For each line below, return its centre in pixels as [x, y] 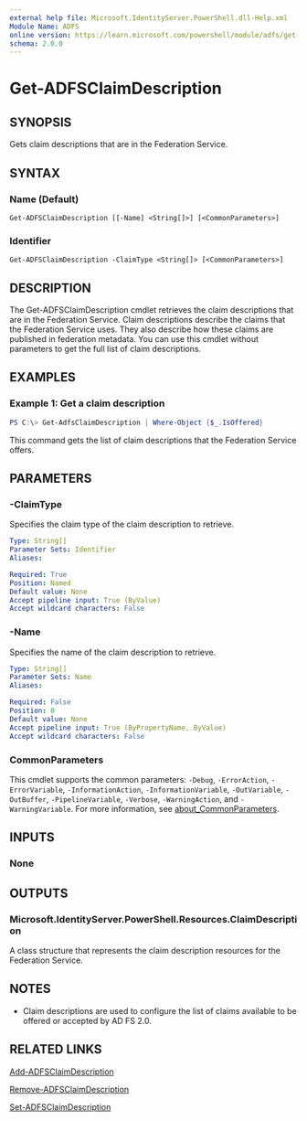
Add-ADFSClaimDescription [62, 1072]
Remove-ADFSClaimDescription [69, 1089]
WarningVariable [40, 809]
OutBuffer [28, 800]
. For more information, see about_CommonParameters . [175, 808]
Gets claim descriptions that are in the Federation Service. [119, 144]
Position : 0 [32, 711]
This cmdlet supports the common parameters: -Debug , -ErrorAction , [139, 779]
